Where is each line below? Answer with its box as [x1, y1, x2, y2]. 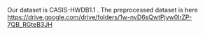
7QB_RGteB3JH [7, 21, 52, 28]
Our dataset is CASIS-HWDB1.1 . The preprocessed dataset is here [7, 6, 198, 14]
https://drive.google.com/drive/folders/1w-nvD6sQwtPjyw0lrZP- [7, 13, 192, 21]
